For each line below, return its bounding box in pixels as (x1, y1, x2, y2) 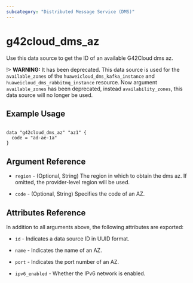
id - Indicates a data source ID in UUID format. (14, 235, 130, 242)
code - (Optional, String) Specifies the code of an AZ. (14, 190, 145, 197)
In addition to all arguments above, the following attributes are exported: (6, 224, 184, 230)
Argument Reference (6, 156, 86, 166)
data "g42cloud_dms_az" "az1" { (6, 130, 87, 136)
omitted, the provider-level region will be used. (14, 179, 130, 186)
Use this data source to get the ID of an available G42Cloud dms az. (6, 54, 173, 62)
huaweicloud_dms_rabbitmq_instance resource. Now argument (6, 78, 157, 86)
